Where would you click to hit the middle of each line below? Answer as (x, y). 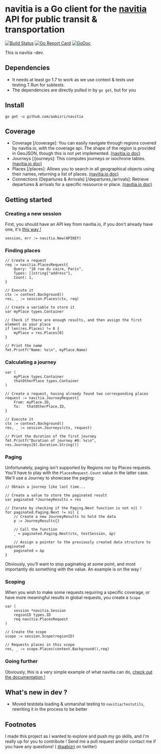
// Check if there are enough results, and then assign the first (73, 320)
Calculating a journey (31, 362)
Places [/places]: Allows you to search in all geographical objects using (83, 169)
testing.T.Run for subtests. (38, 85)
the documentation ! (25, 677)
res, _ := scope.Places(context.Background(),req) (57, 649)
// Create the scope (26, 632)
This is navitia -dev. (24, 53)
